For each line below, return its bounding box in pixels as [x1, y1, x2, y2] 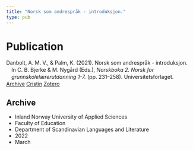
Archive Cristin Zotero [6, 81, 60, 88]
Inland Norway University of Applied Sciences [14, 113, 128, 120]
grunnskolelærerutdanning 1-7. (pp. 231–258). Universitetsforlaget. [11, 74, 174, 81]
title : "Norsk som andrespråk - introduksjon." [6, 8, 126, 15]
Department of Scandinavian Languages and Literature [14, 126, 150, 133]
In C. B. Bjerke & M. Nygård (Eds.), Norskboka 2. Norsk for [11, 66, 154, 74]
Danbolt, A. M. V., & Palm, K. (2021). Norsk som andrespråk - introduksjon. [6, 59, 188, 66]
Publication [6, 40, 64, 53]
